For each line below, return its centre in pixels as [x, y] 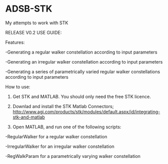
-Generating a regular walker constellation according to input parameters [81, 52]
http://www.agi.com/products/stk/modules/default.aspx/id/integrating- [86, 112]
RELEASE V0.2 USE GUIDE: [34, 32]
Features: [15, 42]
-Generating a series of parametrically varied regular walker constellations [83, 72]
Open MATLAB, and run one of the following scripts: [67, 127]
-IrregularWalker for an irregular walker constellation [60, 146]
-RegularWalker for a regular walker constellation [56, 136]
